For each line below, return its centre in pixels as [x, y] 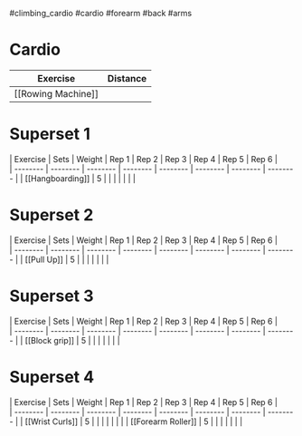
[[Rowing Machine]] [57, 93]
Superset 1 [50, 134]
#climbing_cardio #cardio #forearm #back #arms [101, 13]
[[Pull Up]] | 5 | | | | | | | [67, 259]
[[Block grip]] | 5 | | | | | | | [72, 340]
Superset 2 [52, 215]
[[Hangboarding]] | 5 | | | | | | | [80, 178]
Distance [127, 78]
